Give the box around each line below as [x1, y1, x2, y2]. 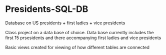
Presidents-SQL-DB [5, 3, 88, 15]
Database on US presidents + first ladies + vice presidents [5, 20, 125, 26]
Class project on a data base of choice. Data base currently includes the [5, 29, 154, 35]
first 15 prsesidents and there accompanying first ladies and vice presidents [5, 35, 161, 41]
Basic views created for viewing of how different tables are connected [5, 44, 150, 50]
